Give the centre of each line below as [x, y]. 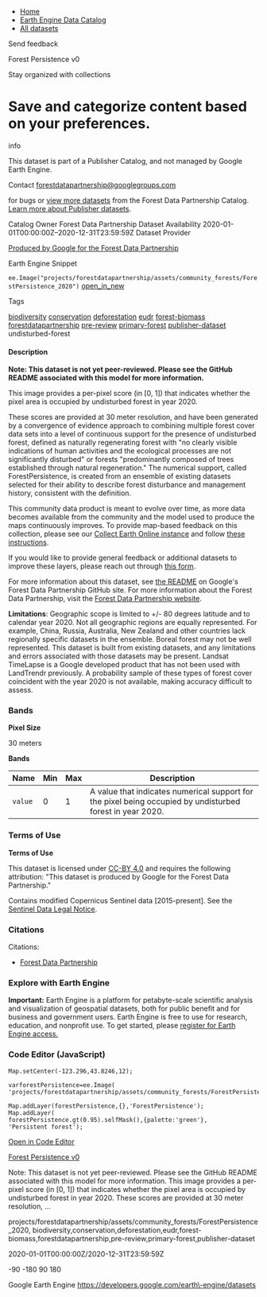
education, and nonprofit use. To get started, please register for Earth [122, 1026]
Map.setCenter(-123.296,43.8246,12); [71, 1071]
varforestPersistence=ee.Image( [62, 1085]
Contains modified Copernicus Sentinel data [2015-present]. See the [120, 900]
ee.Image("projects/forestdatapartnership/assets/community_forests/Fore [133, 278]
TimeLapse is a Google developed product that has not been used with [124, 665]
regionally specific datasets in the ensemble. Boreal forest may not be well [130, 639]
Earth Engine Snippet [43, 263]
